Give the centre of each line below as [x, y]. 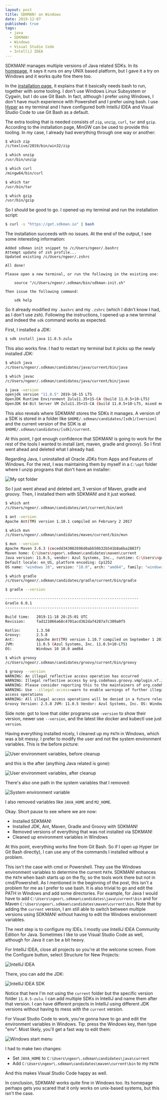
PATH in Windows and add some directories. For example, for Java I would [82, 893]
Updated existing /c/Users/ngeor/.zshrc [48, 257]
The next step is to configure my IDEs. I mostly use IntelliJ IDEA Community [83, 929]
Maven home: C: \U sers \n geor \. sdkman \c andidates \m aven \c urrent [71, 553]
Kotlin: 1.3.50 [28, 630]
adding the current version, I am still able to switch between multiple [75, 909]
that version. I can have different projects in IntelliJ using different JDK [77, 1004]
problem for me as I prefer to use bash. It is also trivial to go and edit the [79, 888]
